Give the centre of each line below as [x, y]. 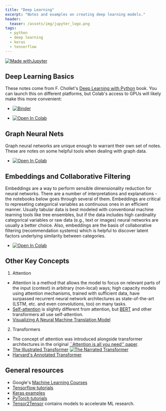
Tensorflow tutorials [33, 388]
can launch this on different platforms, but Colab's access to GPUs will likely [83, 94]
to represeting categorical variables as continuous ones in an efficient [77, 204]
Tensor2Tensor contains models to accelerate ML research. [74, 404]
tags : [11, 28]
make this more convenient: [34, 99]
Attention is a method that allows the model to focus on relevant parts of [86, 283]
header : [13, 19]
